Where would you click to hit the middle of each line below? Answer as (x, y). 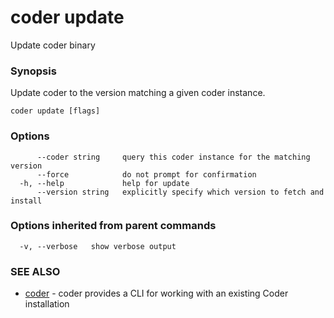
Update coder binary (53, 45)
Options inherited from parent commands (113, 226)
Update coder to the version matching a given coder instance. (138, 93)
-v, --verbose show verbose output (98, 246)
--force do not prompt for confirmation (146, 174)
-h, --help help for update (104, 183)
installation (47, 304)
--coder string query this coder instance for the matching (173, 157)
